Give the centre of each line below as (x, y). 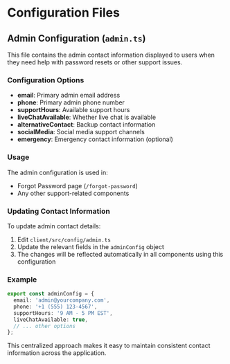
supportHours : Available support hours (73, 110)
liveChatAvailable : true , (51, 320)
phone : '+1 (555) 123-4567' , (55, 307)
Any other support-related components (73, 193)
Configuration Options (46, 80)
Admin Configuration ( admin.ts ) (77, 38)
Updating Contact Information (59, 211)
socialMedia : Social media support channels (81, 132)
